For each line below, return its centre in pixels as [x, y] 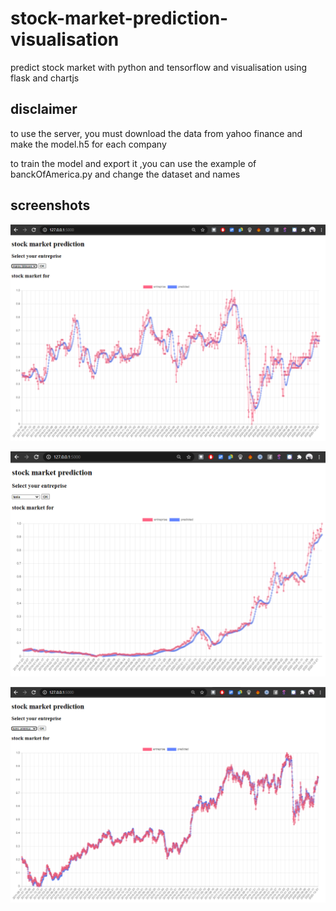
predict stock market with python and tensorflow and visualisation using [159, 67]
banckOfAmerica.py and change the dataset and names [125, 174]
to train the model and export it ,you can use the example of [133, 163]
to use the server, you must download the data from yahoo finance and [156, 133]
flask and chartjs [45, 78]
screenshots [50, 205]
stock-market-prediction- [119, 18]
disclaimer [44, 109]
